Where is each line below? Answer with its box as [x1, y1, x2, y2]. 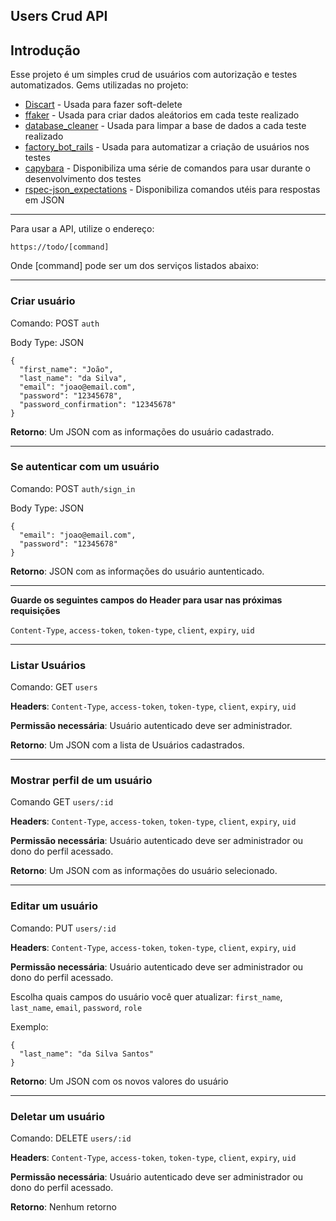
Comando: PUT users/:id [10, 922, 117, 934]
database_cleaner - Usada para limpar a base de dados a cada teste [24, 120, 307, 132]
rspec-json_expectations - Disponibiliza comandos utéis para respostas [24, 184, 321, 196]
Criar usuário [10, 294, 76, 308]
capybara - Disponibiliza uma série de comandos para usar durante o [24, 162, 311, 174]
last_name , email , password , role [10, 1001, 143, 1013]
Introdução [10, 42, 81, 59]
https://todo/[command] [10, 242, 110, 253]
